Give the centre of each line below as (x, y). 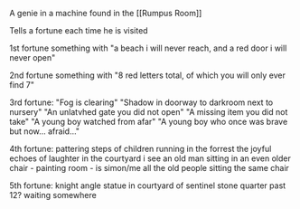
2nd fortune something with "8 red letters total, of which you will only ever (148, 75)
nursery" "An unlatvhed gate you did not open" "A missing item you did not (149, 112)
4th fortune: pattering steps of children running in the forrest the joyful (141, 149)
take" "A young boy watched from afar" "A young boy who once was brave (149, 122)
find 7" (22, 85)
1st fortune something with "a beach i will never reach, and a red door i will (148, 48)
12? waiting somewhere (53, 195)
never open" (33, 57)
